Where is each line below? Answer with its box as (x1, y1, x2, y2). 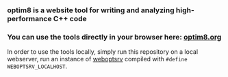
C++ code (53, 14, 87, 23)
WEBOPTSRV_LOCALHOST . (7, 62, 68, 70)
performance (7, 14, 52, 23)
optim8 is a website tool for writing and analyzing (7, 5, 175, 15)
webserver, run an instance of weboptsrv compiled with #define (7, 55, 188, 63)
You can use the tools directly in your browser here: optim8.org (7, 32, 222, 42)
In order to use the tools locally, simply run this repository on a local (7, 48, 199, 56)
